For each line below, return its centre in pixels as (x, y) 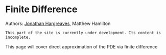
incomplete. (18, 37)
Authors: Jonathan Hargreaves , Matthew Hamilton (58, 23)
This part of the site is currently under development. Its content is (83, 33)
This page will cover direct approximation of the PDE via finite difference (81, 46)
